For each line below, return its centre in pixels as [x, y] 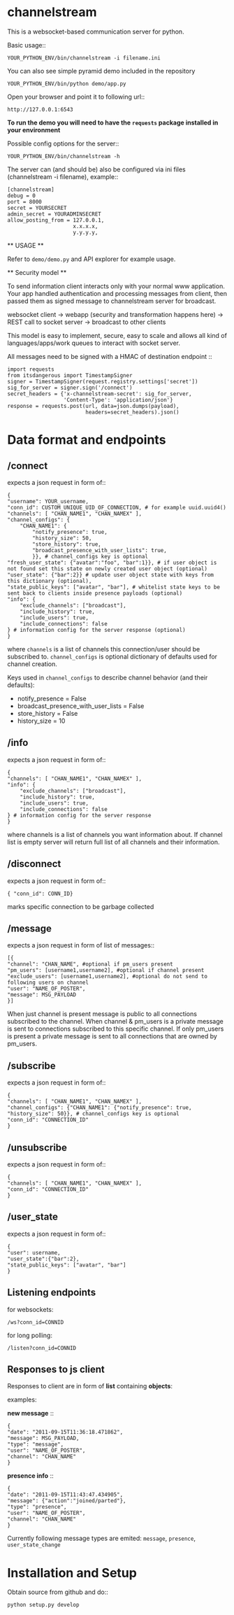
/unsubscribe [37, 1147]
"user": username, [34, 1253]
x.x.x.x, [86, 226]
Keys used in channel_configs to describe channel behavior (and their [108, 677]
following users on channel [48, 983]
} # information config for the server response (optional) [97, 630]
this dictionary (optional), [50, 581]
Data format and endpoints [87, 440]
